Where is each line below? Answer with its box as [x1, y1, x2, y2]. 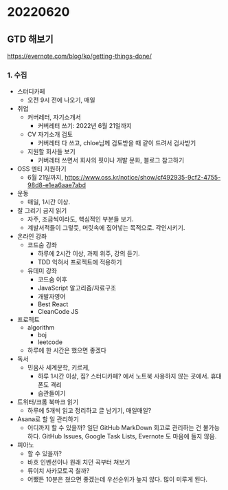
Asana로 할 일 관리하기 [16, 415, 79, 423]
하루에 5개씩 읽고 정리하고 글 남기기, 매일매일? [27, 407, 152, 415]
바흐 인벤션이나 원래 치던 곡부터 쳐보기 [27, 458, 130, 467]
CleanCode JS [37, 308, 79, 316]
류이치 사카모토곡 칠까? [27, 467, 90, 475]
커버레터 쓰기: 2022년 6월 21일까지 [37, 122, 133, 130]
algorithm [27, 323, 55, 332]
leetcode [37, 338, 63, 346]
